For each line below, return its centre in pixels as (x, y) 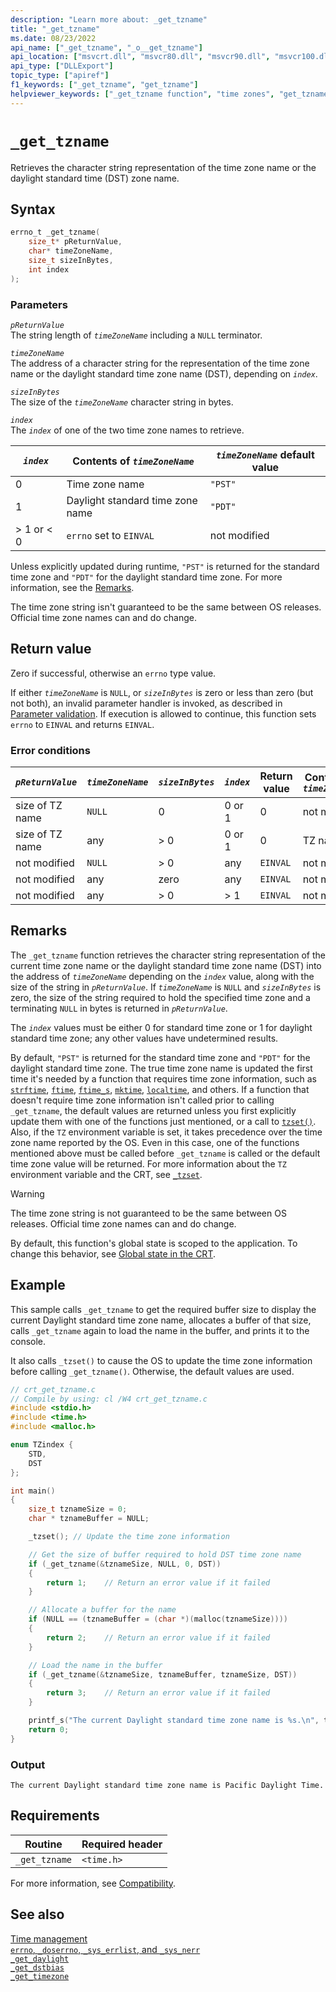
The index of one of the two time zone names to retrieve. (127, 430)
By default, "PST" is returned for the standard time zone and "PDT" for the (160, 1057)
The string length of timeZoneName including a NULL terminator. (136, 335)
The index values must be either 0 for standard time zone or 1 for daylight (161, 1027)
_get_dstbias (37, 1967)
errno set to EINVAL (110, 535)
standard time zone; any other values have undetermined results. (144, 1038)
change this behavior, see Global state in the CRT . (113, 1253)
